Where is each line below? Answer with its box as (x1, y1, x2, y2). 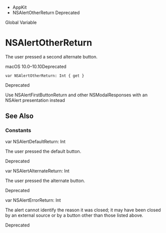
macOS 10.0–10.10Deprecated (5, 63, 67, 70)
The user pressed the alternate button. (5, 178, 86, 184)
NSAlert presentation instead (5, 97, 65, 103)
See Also (5, 112, 34, 121)
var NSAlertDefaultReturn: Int (5, 138, 66, 144)
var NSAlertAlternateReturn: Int (5, 167, 69, 173)
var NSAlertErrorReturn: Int (5, 197, 61, 203)
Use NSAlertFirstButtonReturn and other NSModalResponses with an (5, 92, 148, 98)
